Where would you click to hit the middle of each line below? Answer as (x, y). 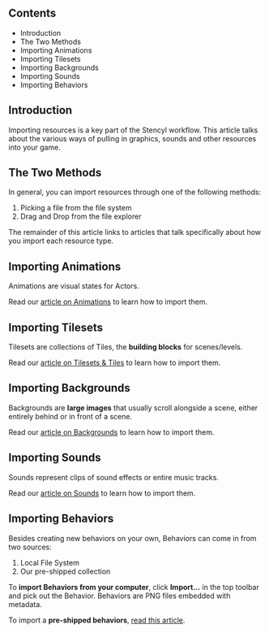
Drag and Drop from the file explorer (81, 217)
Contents (32, 13)
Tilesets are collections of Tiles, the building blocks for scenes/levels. (126, 347)
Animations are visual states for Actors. (74, 286)
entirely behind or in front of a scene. (70, 416)
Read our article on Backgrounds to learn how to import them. (111, 432)
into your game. (34, 147)
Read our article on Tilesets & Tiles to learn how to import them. (115, 363)
